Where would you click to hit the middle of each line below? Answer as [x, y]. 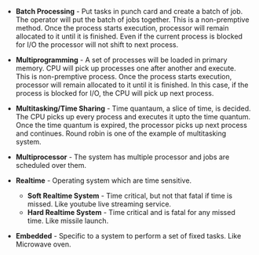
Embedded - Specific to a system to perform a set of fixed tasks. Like [128, 236]
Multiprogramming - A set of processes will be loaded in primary [121, 60]
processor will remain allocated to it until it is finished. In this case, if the [132, 85]
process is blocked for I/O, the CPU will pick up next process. [115, 93]
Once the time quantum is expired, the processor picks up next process [131, 125]
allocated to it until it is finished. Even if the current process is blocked [129, 36]
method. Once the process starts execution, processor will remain [122, 28]
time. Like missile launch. [68, 220]
